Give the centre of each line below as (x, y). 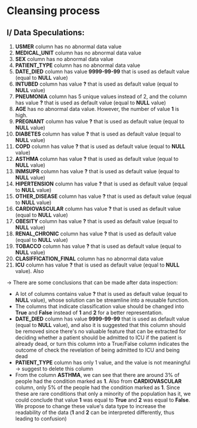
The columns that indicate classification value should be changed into (99, 306)
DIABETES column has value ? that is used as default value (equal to (98, 134)
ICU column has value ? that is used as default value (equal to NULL (97, 265)
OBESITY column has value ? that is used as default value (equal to (96, 221)
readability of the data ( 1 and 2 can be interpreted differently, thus (95, 412)
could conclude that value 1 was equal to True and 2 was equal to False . (103, 400)
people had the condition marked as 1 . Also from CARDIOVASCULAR (98, 381)
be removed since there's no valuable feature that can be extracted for (101, 331)
